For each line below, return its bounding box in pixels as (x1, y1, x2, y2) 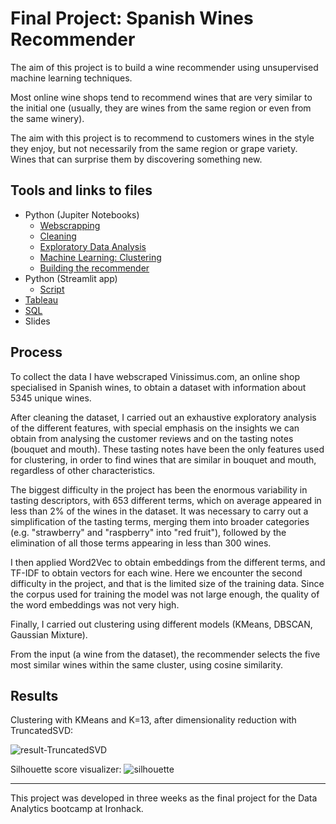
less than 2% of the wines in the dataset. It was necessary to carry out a (10, 505, 309, 517)
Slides (24, 315, 51, 327)
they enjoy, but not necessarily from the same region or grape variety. (10, 142, 298, 154)
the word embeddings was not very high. (10, 598, 180, 611)
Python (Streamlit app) (24, 272, 118, 284)
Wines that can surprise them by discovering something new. (10, 153, 263, 165)
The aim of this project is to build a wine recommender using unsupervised (10, 61, 319, 73)
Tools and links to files (10, 182, 153, 199)
